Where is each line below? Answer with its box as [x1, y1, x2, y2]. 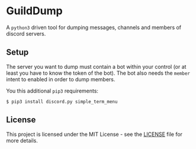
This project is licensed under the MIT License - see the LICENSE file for [6, 131, 182, 138]
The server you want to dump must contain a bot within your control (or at [6, 63, 187, 70]
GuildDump [6, 4, 63, 18]
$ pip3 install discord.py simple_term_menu [6, 99, 118, 104]
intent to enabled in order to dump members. [6, 75, 115, 83]
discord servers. [6, 30, 46, 37]
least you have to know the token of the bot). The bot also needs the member [6, 69, 191, 77]
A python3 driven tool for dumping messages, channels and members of [6, 24, 182, 31]
